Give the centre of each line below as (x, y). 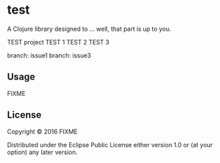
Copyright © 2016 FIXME (42, 131)
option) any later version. (42, 152)
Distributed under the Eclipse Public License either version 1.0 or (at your (110, 145)
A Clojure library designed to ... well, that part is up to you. (89, 29)
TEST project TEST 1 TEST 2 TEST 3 (58, 42)
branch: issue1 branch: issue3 (49, 55)
